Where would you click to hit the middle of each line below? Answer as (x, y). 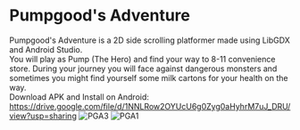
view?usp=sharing (43, 116)
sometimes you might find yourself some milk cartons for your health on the (149, 77)
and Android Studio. (46, 49)
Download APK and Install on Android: (79, 97)
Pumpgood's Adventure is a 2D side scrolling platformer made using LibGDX (150, 40)
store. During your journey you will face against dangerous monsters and (143, 69)
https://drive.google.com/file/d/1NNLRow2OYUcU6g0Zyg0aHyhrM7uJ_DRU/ (150, 106)
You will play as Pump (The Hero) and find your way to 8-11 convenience (142, 59)
